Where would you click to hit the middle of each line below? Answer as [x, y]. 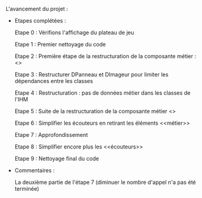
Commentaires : [34, 170]
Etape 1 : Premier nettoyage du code [60, 44]
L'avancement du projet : [37, 9]
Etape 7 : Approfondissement [51, 135]
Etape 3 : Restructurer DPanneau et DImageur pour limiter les [92, 75]
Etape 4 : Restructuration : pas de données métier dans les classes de [103, 93]
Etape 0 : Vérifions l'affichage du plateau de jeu [74, 32]
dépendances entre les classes [54, 81]
